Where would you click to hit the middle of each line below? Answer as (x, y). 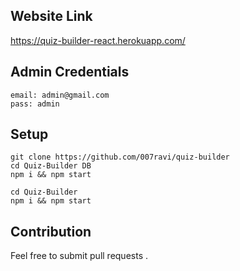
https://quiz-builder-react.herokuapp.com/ (98, 40)
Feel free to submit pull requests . (79, 256)
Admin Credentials (70, 72)
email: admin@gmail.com (60, 95)
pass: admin (35, 104)
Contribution (51, 231)
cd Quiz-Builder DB (51, 166)
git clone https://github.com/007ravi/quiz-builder (120, 157)
